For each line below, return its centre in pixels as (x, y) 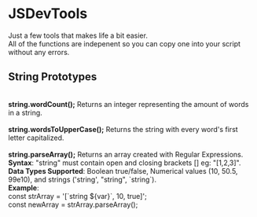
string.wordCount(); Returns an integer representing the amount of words (128, 104)
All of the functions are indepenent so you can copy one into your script (125, 43)
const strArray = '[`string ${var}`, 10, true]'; (77, 196)
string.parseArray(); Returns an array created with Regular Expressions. (126, 154)
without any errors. (39, 52)
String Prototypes (53, 77)
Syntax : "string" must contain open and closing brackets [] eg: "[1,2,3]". (125, 163)
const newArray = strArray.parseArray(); (73, 204)
